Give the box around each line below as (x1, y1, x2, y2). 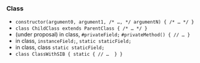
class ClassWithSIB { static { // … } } (15, 51, 123, 58)
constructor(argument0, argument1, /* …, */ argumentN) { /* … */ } (15, 19, 194, 25)
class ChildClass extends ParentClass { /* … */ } (15, 25, 148, 31)
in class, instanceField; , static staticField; (15, 38, 132, 45)
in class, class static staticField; (15, 44, 105, 51)
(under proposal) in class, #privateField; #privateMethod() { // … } (15, 31, 190, 38)
